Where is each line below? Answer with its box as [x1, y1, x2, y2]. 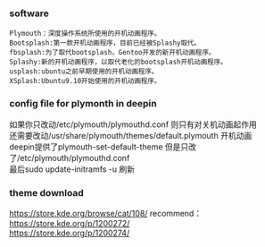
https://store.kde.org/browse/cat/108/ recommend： [9, 208, 203, 218]
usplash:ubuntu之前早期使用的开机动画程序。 [9, 67, 159, 76]
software [9, 7, 49, 20]
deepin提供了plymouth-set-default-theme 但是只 [9, 141, 189, 152]
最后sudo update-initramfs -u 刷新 [9, 164, 136, 175]
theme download [9, 186, 85, 199]
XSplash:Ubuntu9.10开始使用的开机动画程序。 [9, 77, 161, 86]
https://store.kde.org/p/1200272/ [9, 217, 130, 228]
